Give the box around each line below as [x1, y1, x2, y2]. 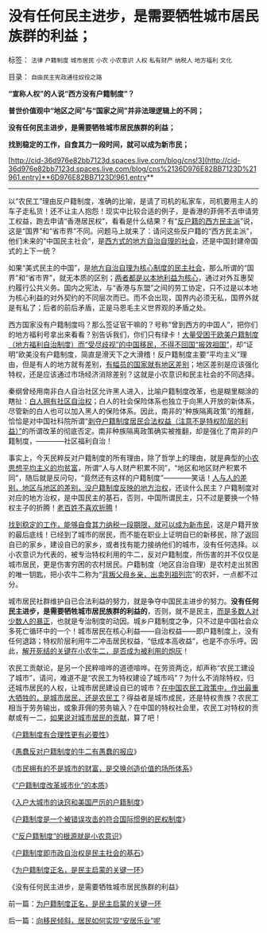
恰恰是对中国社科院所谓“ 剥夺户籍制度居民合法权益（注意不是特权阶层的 [8, 416, 242, 426]
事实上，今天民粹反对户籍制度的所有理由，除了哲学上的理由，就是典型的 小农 [8, 453, 259, 463]
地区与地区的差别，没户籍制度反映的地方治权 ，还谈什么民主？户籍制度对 [21, 482, 259, 492]
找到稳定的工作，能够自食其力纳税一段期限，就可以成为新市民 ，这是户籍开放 [8, 519, 259, 529]
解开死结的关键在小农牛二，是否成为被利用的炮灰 [22, 646, 183, 655]
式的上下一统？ [8, 246, 57, 256]
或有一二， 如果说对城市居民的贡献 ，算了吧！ [14, 712, 161, 722]
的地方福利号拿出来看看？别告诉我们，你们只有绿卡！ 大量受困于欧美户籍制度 [8, 330, 259, 339]
